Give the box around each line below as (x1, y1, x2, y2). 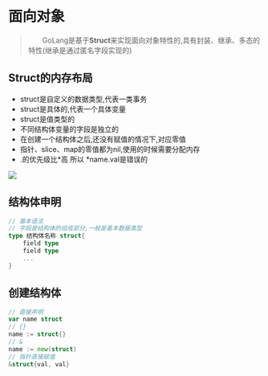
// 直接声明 (8, 308, 44, 316)
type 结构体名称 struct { (8, 232, 86, 240)
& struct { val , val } (8, 360, 70, 368)
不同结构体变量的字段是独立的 (19, 124, 119, 133)
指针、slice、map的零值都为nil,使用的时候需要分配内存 (19, 144, 201, 153)
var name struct (8, 315, 63, 324)
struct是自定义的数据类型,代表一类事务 (19, 94, 147, 104)
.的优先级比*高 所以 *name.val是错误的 (19, 154, 148, 164)
